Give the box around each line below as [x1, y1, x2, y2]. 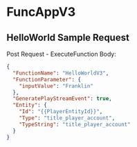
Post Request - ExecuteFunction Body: [6, 50, 117, 58]
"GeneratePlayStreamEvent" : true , [12, 95, 112, 102]
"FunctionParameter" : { [12, 76, 81, 83]
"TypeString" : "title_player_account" [19, 121, 131, 128]
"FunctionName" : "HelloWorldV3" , [12, 70, 109, 77]
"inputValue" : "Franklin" [19, 82, 94, 90]
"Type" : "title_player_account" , [19, 115, 116, 121]
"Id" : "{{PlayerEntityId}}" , [19, 108, 103, 115]
